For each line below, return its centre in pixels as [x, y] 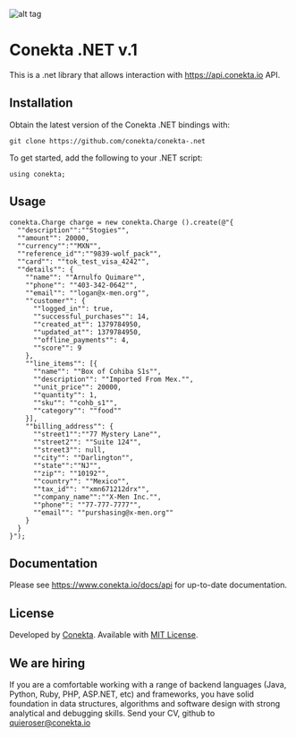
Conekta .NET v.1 [74, 50]
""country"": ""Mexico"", [81, 481]
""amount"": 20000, [54, 238]
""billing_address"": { [70, 426]
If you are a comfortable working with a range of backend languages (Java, [148, 685]
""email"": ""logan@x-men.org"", [88, 293]
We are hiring [47, 663]
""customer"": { [56, 300]
